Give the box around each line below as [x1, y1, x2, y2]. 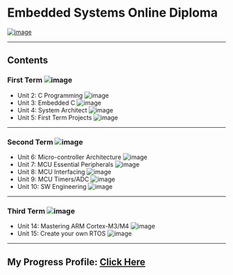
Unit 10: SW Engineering [17, 182, 87, 190]
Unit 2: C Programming [17, 91, 83, 99]
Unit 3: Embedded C [17, 99, 76, 107]
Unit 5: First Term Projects [17, 113, 92, 122]
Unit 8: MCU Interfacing [17, 167, 85, 176]
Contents [7, 54, 49, 67]
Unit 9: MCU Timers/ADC [17, 175, 89, 183]
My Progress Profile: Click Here [7, 256, 146, 268]
